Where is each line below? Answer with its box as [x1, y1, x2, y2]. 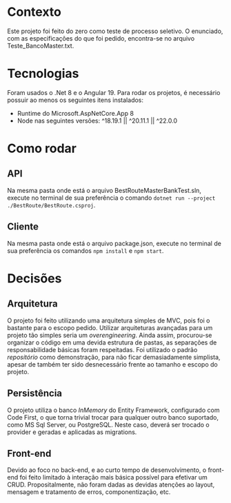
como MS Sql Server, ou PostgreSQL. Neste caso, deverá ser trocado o [7, 420, 210, 429]
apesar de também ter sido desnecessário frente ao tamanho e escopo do [7, 360, 219, 369]
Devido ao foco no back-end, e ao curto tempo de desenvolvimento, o [7, 466, 207, 474]
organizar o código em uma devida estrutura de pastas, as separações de [7, 338, 217, 347]
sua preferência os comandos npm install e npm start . [7, 246, 164, 255]
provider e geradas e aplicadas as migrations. [7, 428, 137, 436]
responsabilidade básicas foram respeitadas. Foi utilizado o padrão [7, 345, 198, 353]
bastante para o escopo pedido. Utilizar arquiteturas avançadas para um [7, 323, 213, 331]
